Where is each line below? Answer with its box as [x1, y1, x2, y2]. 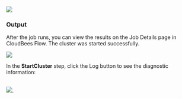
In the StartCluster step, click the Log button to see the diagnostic [6, 62, 169, 70]
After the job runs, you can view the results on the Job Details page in [6, 34, 177, 41]
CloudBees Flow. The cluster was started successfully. [6, 40, 140, 47]
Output [6, 20, 27, 28]
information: [6, 69, 36, 76]
